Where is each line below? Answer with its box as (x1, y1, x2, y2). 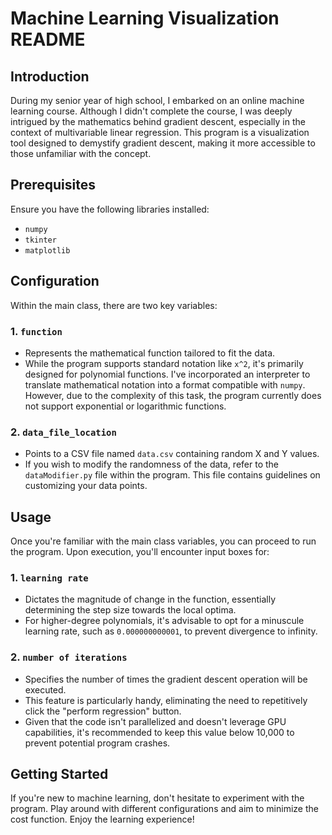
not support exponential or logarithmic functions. (24, 400, 227, 412)
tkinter (24, 235, 57, 245)
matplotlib (24, 245, 71, 256)
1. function (10, 324, 63, 338)
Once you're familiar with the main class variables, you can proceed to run (10, 535, 317, 547)
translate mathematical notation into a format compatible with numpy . (24, 378, 306, 391)
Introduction (10, 68, 90, 85)
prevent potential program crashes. (24, 737, 171, 749)
